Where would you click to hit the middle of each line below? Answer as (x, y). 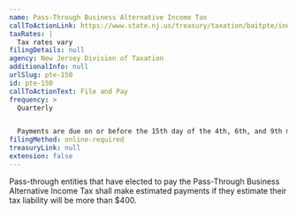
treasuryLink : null (45, 148)
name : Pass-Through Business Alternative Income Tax (108, 17)
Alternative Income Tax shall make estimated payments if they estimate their (148, 190)
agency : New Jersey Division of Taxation (87, 58)
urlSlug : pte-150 (41, 75)
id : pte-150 (31, 83)
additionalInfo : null (49, 67)
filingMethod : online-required (67, 140)
